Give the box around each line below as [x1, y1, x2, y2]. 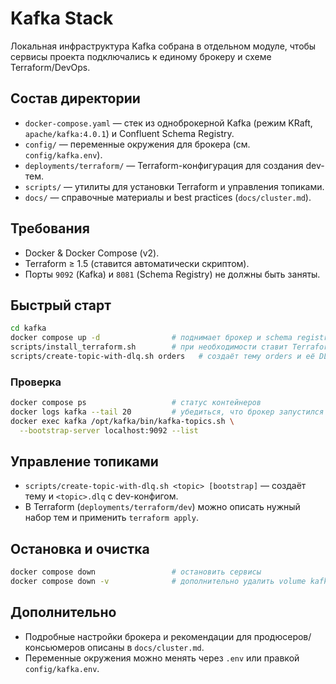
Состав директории [10, 90, 141, 107]
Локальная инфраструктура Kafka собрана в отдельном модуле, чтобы [10, 40, 317, 52]
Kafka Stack [10, 7, 114, 30]
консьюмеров [24, 641, 86, 653]
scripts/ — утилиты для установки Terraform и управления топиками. [24, 180, 325, 192]
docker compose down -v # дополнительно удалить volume [10, 577, 307, 587]
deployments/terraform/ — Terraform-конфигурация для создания [24, 159, 304, 171]
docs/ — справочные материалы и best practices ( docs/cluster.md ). [24, 191, 312, 203]
